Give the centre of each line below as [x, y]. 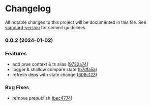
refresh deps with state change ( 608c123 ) [55, 75]
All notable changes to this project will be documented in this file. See [76, 22]
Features [16, 53]
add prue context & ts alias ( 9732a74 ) [50, 64]
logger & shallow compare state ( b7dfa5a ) [55, 70]
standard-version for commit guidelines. [46, 27]
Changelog [28, 9]
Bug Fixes [17, 88]
